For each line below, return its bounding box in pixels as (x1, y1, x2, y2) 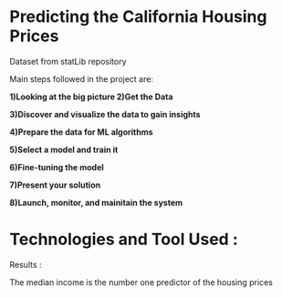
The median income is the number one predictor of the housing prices (9, 276, 274, 288)
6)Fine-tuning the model (9, 161, 105, 172)
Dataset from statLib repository (9, 56, 127, 67)
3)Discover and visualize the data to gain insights (9, 108, 201, 119)
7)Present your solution (9, 179, 101, 190)
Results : (9, 259, 43, 270)
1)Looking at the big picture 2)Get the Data (9, 91, 173, 102)
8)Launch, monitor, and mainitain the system (9, 197, 183, 208)
